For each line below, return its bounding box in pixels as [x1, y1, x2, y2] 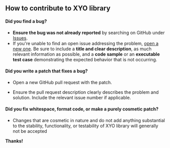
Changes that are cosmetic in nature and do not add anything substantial [12, 118, 165, 123]
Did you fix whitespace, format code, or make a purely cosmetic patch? [5, 106, 159, 112]
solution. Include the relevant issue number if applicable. [12, 94, 131, 100]
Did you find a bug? [5, 18, 47, 24]
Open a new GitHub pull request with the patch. [12, 79, 113, 85]
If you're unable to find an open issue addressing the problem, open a [12, 40, 159, 46]
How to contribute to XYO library [5, 4, 111, 13]
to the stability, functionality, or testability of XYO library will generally [12, 123, 158, 129]
